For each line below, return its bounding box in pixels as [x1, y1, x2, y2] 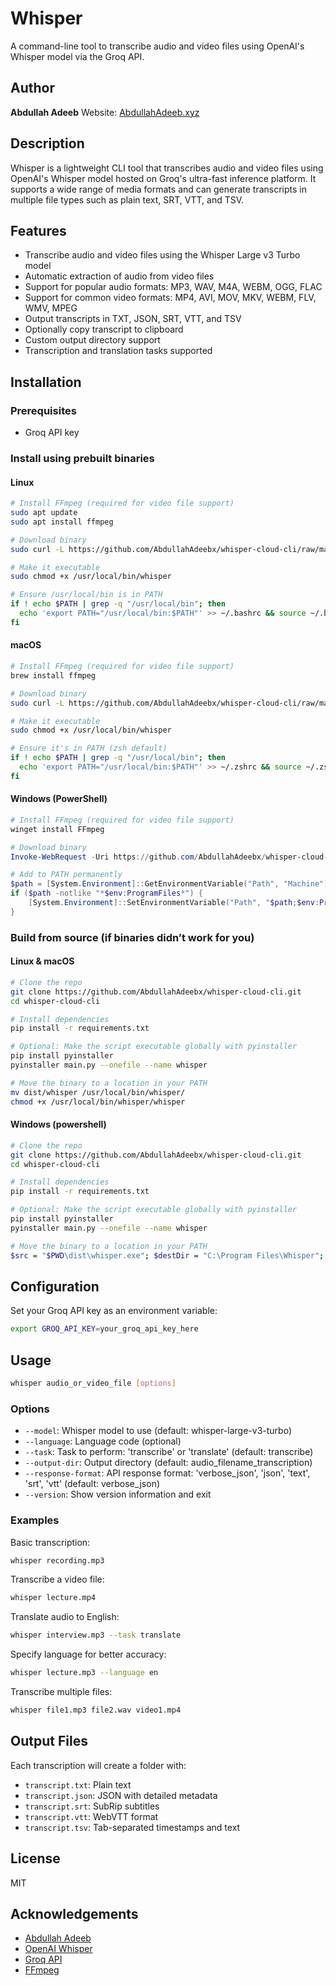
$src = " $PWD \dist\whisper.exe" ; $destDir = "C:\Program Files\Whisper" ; [10, 1250, 325, 1261]
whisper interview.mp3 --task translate [10, 1630, 182, 1641]
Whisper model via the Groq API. [10, 50, 145, 62]
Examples [10, 1513, 60, 1527]
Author [10, 80, 55, 97]
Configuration [10, 1278, 100, 1295]
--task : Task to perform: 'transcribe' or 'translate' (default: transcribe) [24, 1446, 314, 1458]
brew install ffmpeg [10, 670, 97, 681]
